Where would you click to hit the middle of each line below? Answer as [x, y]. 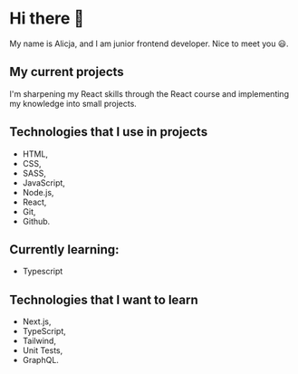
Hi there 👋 [47, 19]
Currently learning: [64, 249]
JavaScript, [44, 182]
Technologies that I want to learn [104, 299]
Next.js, [37, 321]
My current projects [67, 72]
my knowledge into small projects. [73, 103]
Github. [36, 221]
